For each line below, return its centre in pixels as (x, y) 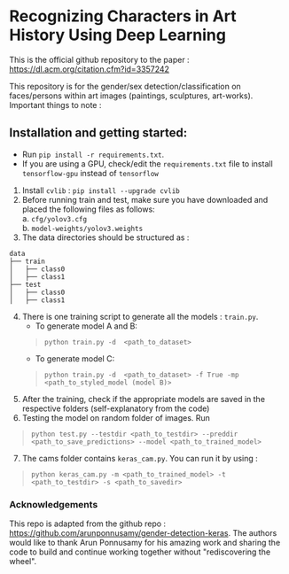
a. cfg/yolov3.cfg (54, 218)
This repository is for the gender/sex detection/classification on (125, 86)
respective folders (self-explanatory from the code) (116, 408)
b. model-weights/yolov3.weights (82, 228)
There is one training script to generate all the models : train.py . (140, 316)
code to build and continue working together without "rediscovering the (140, 552)
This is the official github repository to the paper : (99, 59)
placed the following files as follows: (88, 209)
